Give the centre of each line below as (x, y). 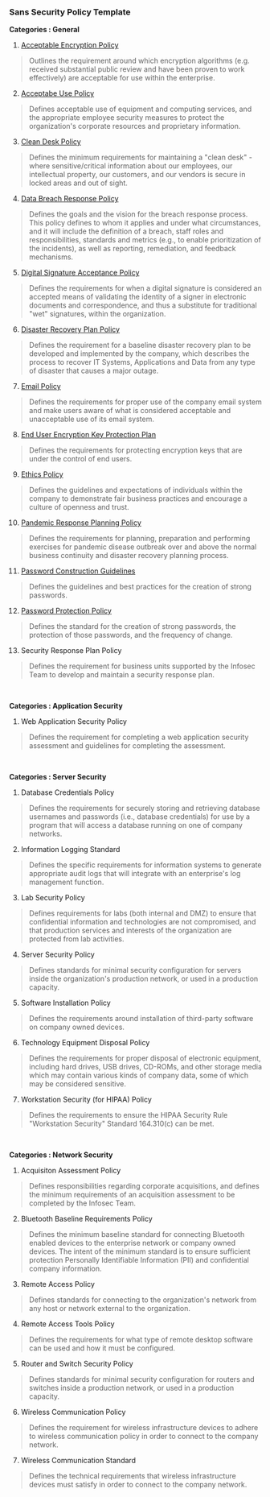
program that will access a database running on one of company (136, 825)
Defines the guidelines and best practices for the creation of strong (140, 587)
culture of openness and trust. (79, 507)
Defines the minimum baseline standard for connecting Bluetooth (137, 1234)
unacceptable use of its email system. (92, 419)
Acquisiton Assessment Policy (71, 1171)
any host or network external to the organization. (110, 1309)
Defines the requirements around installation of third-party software (141, 1019)
